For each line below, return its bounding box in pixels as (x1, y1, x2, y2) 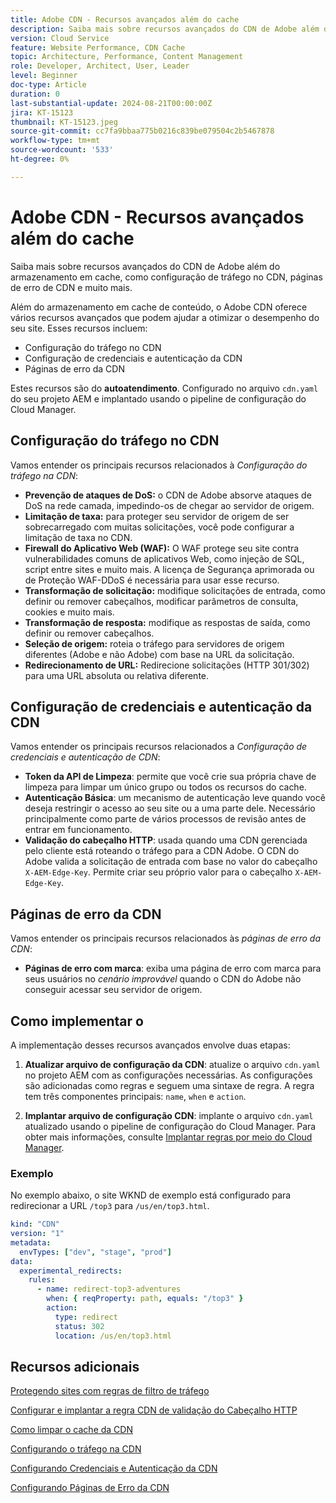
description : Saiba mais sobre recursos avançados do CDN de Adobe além (10, 24, 320, 34)
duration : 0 (10, 89, 60, 99)
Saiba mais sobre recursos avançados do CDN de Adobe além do (10, 260, 281, 272)
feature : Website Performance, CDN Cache (10, 42, 186, 53)
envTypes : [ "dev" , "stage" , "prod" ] (19, 1247, 172, 1257)
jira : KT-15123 (10, 107, 74, 118)
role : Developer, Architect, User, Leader (10, 61, 190, 71)
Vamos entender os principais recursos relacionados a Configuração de (10, 741, 308, 753)
